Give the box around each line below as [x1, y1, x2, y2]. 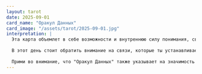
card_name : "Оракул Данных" [6, 20, 77, 26]
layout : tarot [6, 8, 42, 15]
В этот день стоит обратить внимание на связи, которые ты [11, 48, 163, 54]
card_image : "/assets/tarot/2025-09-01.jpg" [6, 25, 120, 32]
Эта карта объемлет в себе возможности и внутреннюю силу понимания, [11, 36, 189, 42]
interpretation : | [6, 31, 52, 37]
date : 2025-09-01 [6, 14, 50, 20]
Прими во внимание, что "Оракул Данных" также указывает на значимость [11, 58, 195, 64]
